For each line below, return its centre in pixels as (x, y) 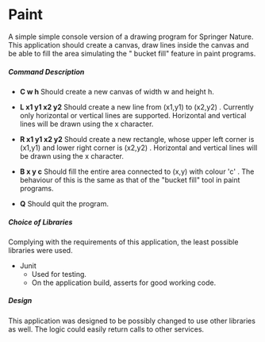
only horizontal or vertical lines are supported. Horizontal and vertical (133, 115)
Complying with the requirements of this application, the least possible (123, 242)
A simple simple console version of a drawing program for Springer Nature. (131, 37)
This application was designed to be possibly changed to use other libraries (132, 321)
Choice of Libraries (40, 222)
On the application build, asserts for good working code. (124, 282)
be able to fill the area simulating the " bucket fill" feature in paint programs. (132, 53)
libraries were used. (40, 250)
